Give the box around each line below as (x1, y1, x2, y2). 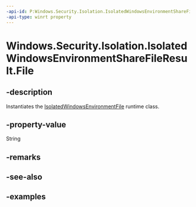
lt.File (6, 64, 34, 77)
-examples (6, 192, 46, 202)
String (6, 135, 21, 142)
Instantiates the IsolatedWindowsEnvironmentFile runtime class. (6, 103, 160, 110)
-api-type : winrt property (6, 14, 72, 20)
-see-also (6, 172, 43, 182)
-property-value (6, 119, 66, 129)
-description (6, 87, 52, 97)
